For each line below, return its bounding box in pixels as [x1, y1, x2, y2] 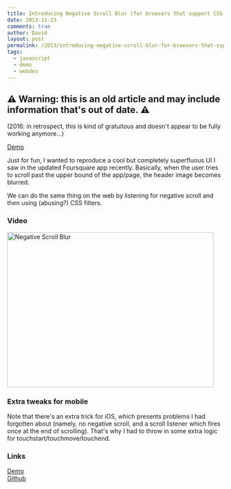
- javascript [13, 55, 51, 62]
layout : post [7, 36, 45, 43]
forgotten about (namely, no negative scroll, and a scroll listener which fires [7, 419, 221, 428]
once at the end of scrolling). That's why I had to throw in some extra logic [7, 426, 218, 435]
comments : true [7, 23, 51, 30]
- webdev [13, 67, 38, 74]
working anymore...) [7, 129, 64, 138]
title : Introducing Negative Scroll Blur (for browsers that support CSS [7, 10, 223, 17]
